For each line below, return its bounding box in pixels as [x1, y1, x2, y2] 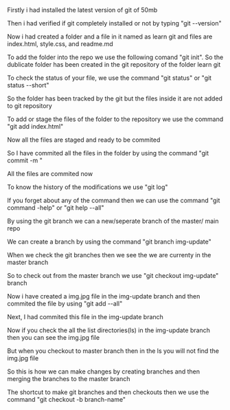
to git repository [7, 102, 53, 109]
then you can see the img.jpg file [7, 334, 100, 341]
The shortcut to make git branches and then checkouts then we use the [7, 388, 209, 396]
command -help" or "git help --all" [7, 204, 104, 212]
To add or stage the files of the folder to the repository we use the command [7, 115, 224, 123]
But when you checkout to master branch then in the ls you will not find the [7, 347, 220, 355]
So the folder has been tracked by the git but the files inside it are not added [7, 94, 223, 102]
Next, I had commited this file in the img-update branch [7, 313, 163, 321]
